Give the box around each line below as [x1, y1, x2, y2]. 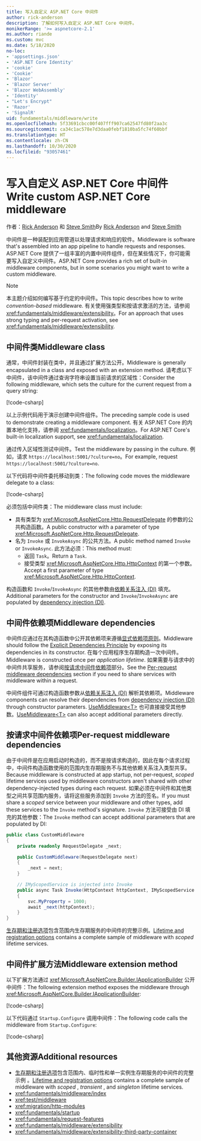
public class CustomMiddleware [6, 832, 85, 838]
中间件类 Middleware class [6, 341, 105, 352]
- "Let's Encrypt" [6, 98, 52, 104]
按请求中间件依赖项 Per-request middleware [6, 730, 170, 741]
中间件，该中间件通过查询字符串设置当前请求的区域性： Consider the [6, 374, 175, 381]
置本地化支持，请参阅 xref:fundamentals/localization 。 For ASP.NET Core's [6, 426, 190, 434]
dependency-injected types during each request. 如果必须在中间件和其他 [6, 784, 187, 792]
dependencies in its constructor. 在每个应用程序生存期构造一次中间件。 [6, 648, 182, 656]
